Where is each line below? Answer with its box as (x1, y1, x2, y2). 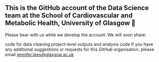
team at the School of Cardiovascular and (5, 12, 133, 20)
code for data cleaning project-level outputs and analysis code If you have (5, 41, 154, 47)
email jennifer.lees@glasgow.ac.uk (5, 51, 74, 57)
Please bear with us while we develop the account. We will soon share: (5, 31, 146, 38)
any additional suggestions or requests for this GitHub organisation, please (5, 46, 154, 52)
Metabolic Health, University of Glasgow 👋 (5, 19, 136, 27)
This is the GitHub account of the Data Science (5, 4, 149, 12)
